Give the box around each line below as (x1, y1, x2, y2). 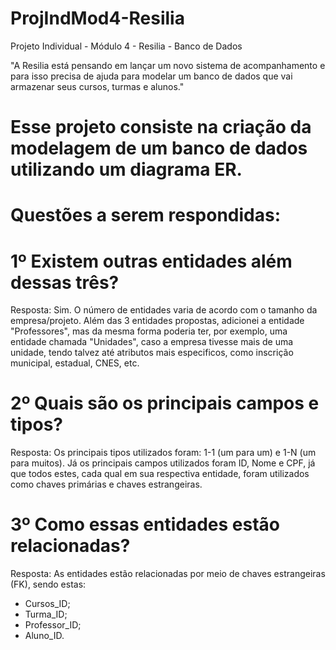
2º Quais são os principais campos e (10, 392, 320, 415)
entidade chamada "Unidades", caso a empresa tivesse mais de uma (10, 336, 294, 348)
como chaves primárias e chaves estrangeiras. (10, 478, 203, 491)
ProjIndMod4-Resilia (10, 7, 185, 30)
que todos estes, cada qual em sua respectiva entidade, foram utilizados (10, 468, 310, 480)
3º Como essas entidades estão (10, 513, 280, 536)
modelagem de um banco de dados (10, 137, 308, 160)
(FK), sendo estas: (10, 578, 87, 591)
